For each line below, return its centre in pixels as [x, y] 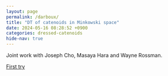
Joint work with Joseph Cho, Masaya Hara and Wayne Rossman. [84, 55]
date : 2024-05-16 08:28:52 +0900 [47, 28]
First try [16, 67]
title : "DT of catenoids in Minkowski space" [63, 22]
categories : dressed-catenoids [44, 33]
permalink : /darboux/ [33, 17]
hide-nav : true [25, 39]
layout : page [22, 11]
